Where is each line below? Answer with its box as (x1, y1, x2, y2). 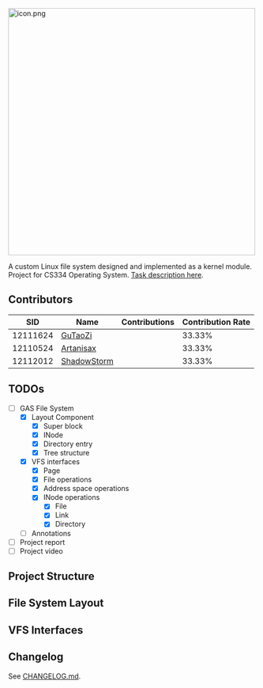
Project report (19, 537, 66, 546)
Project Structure (8, 569, 95, 584)
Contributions (121, 316, 175, 327)
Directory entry (43, 439, 93, 448)
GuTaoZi (61, 330, 92, 341)
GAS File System (19, 403, 74, 413)
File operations (43, 474, 92, 485)
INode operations (43, 493, 100, 502)
